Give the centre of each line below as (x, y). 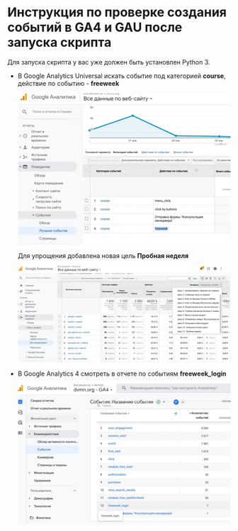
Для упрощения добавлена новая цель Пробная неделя (103, 255)
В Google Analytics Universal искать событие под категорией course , (121, 76)
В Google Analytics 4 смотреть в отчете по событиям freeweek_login (122, 374)
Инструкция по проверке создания (117, 12)
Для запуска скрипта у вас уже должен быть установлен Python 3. (109, 62)
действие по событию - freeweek (68, 83)
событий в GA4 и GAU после (95, 27)
